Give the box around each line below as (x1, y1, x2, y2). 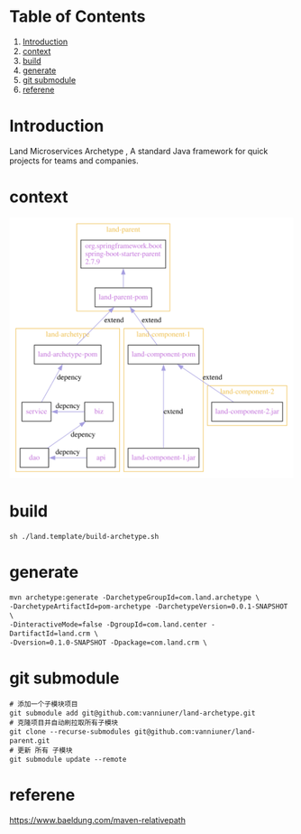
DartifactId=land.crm (9, 629, 91, 638)
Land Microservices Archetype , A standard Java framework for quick (9, 145, 269, 156)
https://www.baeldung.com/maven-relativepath (9, 814, 187, 825)
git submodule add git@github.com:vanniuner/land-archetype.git (9, 709, 256, 718)
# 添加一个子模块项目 (9, 700, 78, 709)
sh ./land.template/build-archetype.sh (9, 532, 160, 541)
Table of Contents (9, 6, 146, 27)
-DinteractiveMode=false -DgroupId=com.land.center (9, 620, 207, 629)
